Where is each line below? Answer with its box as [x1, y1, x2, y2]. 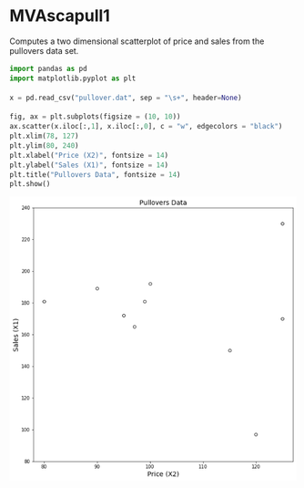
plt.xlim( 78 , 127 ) [9, 131, 79, 141]
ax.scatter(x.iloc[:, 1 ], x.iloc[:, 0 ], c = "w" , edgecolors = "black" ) [9, 122, 283, 131]
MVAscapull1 [9, 5, 111, 26]
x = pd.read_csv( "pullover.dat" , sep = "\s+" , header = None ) [9, 93, 243, 102]
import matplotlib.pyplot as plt [9, 74, 137, 83]
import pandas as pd [9, 64, 88, 73]
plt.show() [9, 180, 51, 189]
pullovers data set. [9, 45, 79, 56]
